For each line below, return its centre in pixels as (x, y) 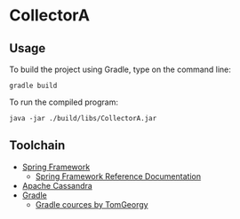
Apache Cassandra (57, 185)
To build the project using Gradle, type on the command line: (120, 69)
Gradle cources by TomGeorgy (92, 204)
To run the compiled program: (64, 102)
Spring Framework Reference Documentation (118, 176)
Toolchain (37, 146)
